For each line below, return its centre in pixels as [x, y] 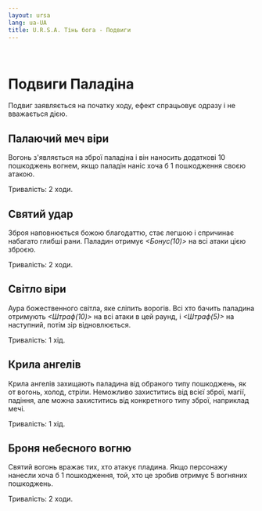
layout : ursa [29, 15]
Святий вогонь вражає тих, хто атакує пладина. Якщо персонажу [118, 467]
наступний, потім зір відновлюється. [70, 324]
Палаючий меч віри [59, 138]
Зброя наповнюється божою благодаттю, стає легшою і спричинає [121, 233]
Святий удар [41, 214]
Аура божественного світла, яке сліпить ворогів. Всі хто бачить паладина [131, 308]
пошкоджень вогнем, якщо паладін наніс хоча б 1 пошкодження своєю [127, 166]
